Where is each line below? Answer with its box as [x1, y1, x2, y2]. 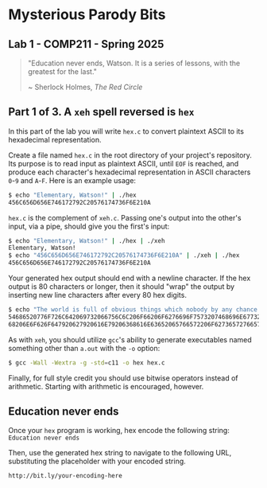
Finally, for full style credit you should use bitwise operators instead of [8, 373, 238, 383]
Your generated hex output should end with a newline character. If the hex [8, 273, 251, 283]
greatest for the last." [27, 67, 98, 76]
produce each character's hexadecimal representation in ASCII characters [8, 167, 251, 177]
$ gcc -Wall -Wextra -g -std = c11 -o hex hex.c [8, 358, 165, 367]
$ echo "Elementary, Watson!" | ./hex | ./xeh [8, 236, 165, 244]
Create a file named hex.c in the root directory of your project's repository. [8, 150, 253, 160]
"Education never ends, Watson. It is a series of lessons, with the [27, 58, 241, 68]
